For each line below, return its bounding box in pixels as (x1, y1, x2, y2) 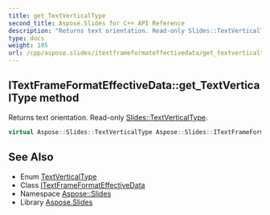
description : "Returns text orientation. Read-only (8, 26, 185, 34)
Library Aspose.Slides (19, 197, 93, 207)
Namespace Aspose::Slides (19, 189, 112, 198)
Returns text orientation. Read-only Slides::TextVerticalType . (8, 112, 208, 122)
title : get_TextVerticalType (8, 11, 106, 20)
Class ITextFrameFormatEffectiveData (19, 180, 145, 189)
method (39, 91, 80, 105)
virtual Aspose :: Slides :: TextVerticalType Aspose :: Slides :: (8, 128, 215, 136)
